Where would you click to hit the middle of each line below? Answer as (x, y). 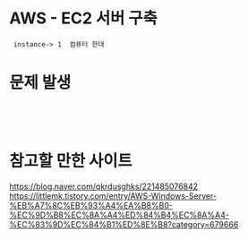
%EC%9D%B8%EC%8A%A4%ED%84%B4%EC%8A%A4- (120, 215)
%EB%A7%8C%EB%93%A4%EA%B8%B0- (91, 205)
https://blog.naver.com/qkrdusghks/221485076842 (104, 186)
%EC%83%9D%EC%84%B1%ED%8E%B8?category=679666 (124, 224)
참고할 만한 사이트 (71, 161)
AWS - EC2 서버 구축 (84, 18)
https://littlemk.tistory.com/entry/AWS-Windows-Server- (113, 196)
